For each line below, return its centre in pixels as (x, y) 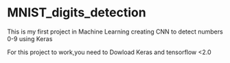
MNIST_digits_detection (77, 13)
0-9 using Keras (30, 38)
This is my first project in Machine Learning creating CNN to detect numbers (115, 32)
